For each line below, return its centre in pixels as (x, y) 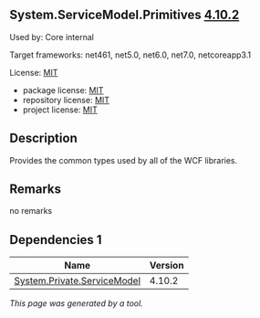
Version (166, 266)
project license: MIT (60, 110)
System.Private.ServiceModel (78, 281)
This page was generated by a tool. (76, 303)
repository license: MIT (66, 100)
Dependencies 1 (56, 240)
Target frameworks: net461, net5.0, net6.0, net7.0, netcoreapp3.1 (130, 55)
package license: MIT (63, 90)
